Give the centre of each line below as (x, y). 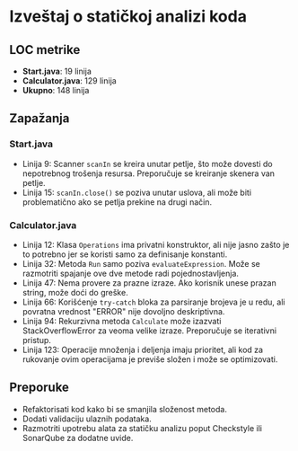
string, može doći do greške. (75, 292)
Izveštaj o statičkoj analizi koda (128, 17)
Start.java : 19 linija (57, 71)
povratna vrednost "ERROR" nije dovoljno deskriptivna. (123, 311)
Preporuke (39, 388)
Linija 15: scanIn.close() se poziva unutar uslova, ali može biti (137, 192)
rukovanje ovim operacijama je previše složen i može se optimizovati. (150, 359)
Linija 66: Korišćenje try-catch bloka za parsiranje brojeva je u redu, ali (153, 302)
